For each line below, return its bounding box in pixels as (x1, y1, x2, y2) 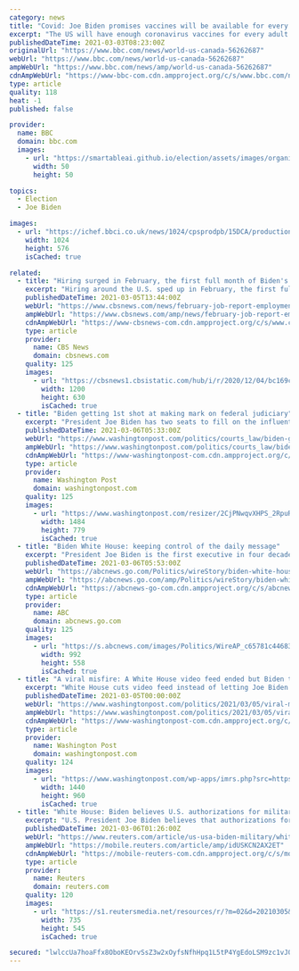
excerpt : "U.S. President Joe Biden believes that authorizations (25, 816, 277, 826)
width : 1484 (41, 517, 86, 527)
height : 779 (41, 526, 86, 535)
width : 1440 (41, 783, 86, 792)
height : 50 (32, 170, 74, 179)
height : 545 (41, 924, 86, 933)
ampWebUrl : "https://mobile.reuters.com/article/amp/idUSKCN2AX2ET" (25, 841, 285, 850)
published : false (9, 104, 74, 113)
